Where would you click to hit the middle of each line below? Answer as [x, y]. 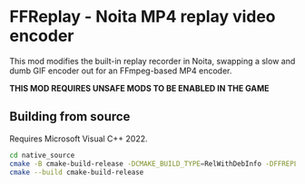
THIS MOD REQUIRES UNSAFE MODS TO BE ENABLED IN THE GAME [139, 88]
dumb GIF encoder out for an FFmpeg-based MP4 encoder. [121, 71]
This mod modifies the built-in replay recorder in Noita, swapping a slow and [152, 61]
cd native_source [42, 155]
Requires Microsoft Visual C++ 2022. [79, 139]
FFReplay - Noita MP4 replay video [143, 17]
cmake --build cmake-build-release [77, 172]
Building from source [70, 116]
